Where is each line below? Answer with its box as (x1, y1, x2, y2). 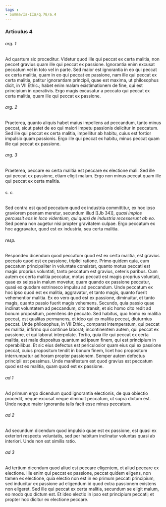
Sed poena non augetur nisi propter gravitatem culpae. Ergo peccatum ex (5, 220, 155, 226)
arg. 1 (5, 41, 16, 47)
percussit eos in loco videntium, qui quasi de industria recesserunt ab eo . (5, 216, 155, 221)
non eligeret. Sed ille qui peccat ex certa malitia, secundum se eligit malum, (5, 486, 160, 492)
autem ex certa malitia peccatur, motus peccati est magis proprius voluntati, (5, 274, 160, 280)
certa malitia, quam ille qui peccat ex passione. (5, 93, 101, 99)
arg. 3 (5, 152, 17, 158)
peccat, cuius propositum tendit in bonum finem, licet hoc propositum (5, 348, 148, 354)
